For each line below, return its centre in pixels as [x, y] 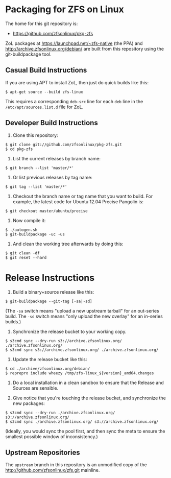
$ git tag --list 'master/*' [36, 187]
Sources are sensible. [35, 388]
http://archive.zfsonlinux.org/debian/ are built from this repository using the [85, 49]
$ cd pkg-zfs [19, 149]
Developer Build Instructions [52, 123]
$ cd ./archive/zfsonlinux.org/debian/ [48, 369]
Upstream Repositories [43, 452]
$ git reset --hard [26, 257]
